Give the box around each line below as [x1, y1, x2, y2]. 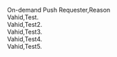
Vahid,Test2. [7, 21, 43, 28]
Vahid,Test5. [7, 43, 43, 50]
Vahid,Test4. [7, 35, 43, 43]
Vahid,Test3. [7, 27, 43, 36]
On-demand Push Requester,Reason [7, 6, 111, 14]
